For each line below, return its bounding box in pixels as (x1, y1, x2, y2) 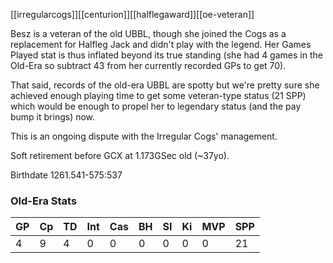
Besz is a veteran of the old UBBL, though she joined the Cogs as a (10, 28, 287, 39)
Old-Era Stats (10, 194, 78, 208)
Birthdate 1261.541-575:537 (10, 169, 123, 181)
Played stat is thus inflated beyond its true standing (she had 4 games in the (10, 49, 323, 61)
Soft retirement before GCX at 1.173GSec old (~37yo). (10, 150, 230, 161)
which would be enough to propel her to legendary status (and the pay (10, 100, 302, 112)
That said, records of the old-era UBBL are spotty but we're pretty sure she (10, 79, 320, 91)
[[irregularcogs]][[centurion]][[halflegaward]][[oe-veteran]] (10, 9, 255, 20)
